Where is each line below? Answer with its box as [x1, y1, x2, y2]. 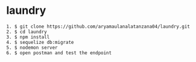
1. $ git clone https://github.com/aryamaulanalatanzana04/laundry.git [6, 23, 190, 29]
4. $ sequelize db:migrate [6, 39, 74, 45]
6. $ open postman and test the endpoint [6, 49, 112, 56]
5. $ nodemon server [6, 45, 58, 51]
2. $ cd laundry [6, 28, 47, 35]
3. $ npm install [6, 34, 50, 40]
